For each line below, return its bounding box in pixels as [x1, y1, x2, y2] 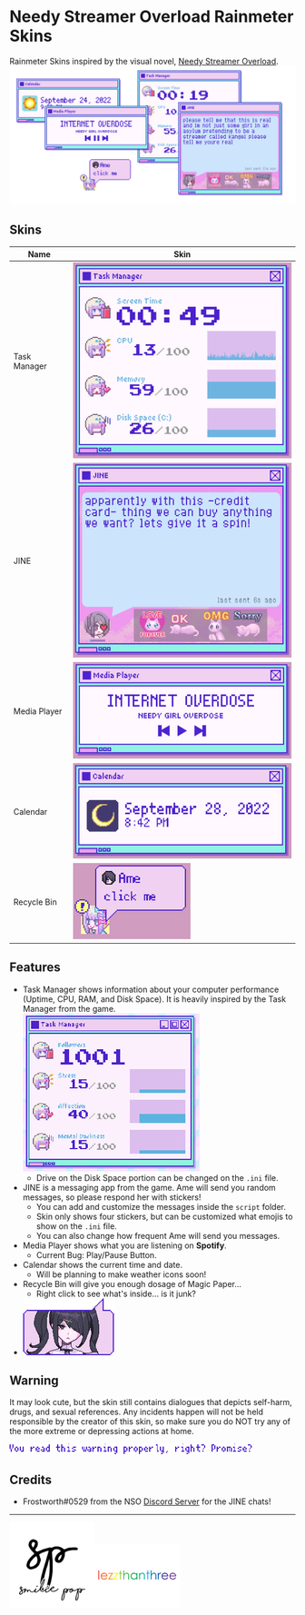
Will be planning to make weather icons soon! [35, 1269, 207, 1280]
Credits [9, 1471, 53, 1487]
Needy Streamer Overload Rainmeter [9, 6, 294, 27]
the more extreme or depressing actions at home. [9, 1426, 195, 1437]
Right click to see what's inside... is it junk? [35, 1288, 197, 1299]
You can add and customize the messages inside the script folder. [35, 1201, 287, 1212]
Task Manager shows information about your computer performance [22, 984, 280, 995]
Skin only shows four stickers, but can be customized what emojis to [35, 1211, 293, 1222]
